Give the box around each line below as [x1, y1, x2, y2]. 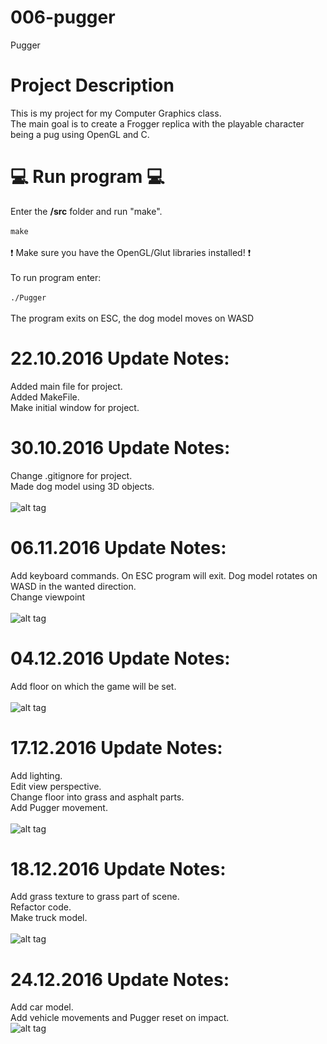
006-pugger [10, 6, 116, 29]
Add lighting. [10, 769, 63, 781]
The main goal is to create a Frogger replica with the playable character [10, 117, 305, 130]
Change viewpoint [10, 591, 86, 603]
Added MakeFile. [10, 391, 80, 403]
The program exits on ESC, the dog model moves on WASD [10, 312, 255, 324]
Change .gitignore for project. [10, 469, 133, 481]
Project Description [10, 74, 175, 97]
